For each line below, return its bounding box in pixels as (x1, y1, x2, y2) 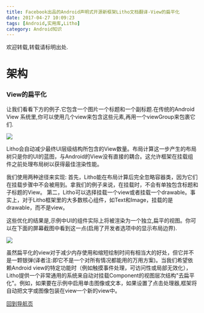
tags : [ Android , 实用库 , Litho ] (6, 20, 80, 26)
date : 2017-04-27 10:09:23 (6, 15, 75, 21)
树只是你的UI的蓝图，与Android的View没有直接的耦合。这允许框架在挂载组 (6, 153, 194, 160)
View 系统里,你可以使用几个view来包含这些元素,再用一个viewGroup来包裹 (6, 113, 191, 120)
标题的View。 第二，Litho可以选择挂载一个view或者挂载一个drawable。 (11, 189, 191, 196)
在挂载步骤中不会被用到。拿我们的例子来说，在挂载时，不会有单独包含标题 (6, 181, 193, 188)
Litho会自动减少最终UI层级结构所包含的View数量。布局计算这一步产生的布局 (6, 145, 197, 153)
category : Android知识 (6, 26, 62, 32)
